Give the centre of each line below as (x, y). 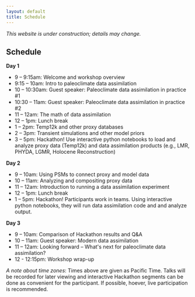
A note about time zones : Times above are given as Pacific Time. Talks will (96, 271)
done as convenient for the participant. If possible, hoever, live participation (97, 283)
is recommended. (27, 289)
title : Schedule (26, 17)
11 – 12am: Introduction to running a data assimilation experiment (92, 187)
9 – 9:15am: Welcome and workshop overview (70, 77)
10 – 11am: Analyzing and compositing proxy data (73, 181)
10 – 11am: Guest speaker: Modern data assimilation (76, 241)
